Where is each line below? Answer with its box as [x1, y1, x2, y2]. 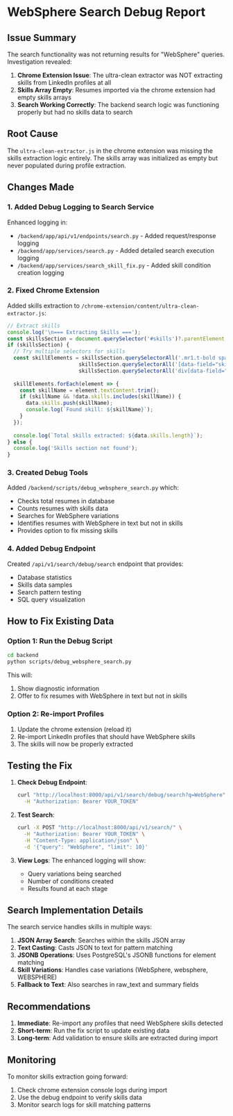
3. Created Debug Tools [7, 468, 89, 478]
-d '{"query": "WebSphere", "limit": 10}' [24, 843, 148, 851]
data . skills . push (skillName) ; [25, 400, 113, 407]
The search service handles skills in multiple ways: [7, 923, 153, 931]
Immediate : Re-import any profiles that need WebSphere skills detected [17, 1019, 223, 1028]
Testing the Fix [7, 760, 73, 772]
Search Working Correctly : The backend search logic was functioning [17, 101, 220, 108]
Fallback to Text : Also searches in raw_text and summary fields [17, 981, 199, 989]
